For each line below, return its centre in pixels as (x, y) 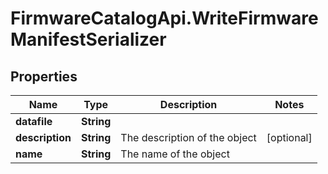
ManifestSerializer (88, 39)
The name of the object (175, 154)
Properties (44, 76)
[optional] (289, 137)
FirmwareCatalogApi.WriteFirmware (164, 18)
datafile (34, 121)
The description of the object (188, 137)
